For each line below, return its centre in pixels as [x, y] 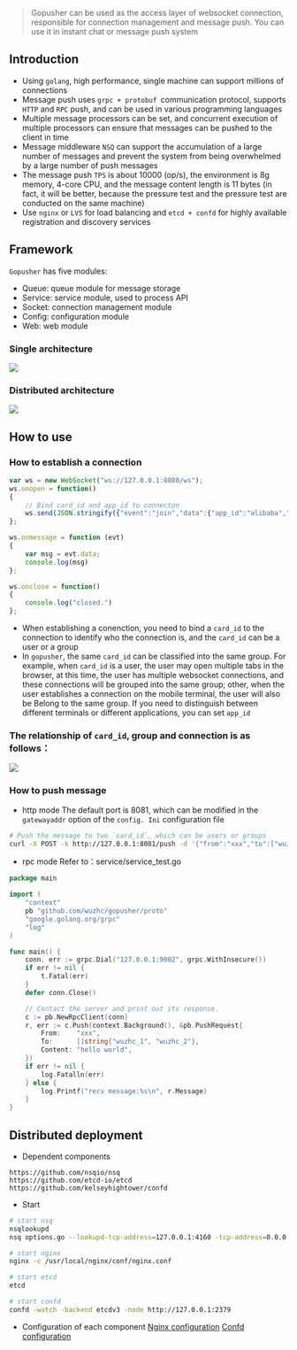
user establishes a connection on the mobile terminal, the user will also [151, 694]
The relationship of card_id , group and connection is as [130, 736]
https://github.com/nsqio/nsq [65, 1172]
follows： [30, 748]
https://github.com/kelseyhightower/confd [88, 1188]
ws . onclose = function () [55, 586]
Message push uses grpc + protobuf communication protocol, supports [154, 99]
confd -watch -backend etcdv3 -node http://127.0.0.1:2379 [120, 1309]
